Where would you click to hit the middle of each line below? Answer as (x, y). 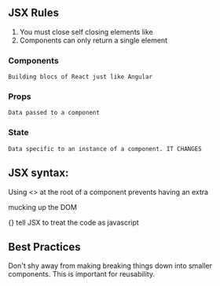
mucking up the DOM (42, 207)
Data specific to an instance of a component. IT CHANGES (105, 148)
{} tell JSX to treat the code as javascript (73, 222)
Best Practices (44, 247)
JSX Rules (34, 13)
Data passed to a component (54, 113)
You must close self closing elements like (86, 31)
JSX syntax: (38, 173)
